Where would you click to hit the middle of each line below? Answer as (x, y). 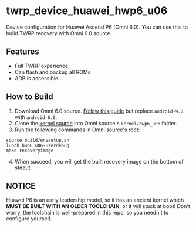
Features (23, 52)
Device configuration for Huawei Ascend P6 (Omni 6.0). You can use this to (97, 27)
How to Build (30, 97)
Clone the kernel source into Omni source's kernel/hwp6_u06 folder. (96, 123)
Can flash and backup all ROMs (53, 72)
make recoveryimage (30, 151)
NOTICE (21, 186)
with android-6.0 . (36, 117)
